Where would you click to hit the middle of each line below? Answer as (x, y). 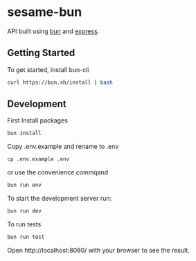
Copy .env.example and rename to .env (63, 147)
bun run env (24, 185)
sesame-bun (45, 12)
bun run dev (24, 211)
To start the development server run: (60, 199)
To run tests (24, 224)
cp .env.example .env (38, 159)
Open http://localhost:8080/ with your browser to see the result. (99, 250)
